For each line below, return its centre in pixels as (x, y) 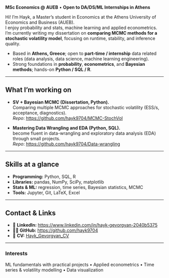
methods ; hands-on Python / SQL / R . (52, 69)
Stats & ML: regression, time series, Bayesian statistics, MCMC (78, 187)
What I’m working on (38, 90)
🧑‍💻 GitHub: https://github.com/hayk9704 (55, 230)
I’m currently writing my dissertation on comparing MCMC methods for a (81, 33)
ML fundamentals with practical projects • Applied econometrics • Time (80, 264)
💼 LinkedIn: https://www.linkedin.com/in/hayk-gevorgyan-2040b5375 (85, 225)
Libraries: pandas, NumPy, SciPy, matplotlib (58, 182)
